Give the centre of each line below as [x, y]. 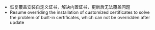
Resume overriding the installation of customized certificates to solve [80, 12]
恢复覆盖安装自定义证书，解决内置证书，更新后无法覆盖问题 [70, 7]
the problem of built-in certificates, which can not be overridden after [80, 17]
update [17, 22]
